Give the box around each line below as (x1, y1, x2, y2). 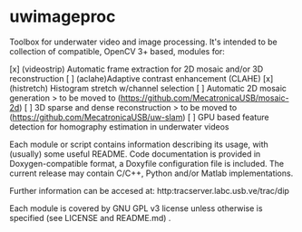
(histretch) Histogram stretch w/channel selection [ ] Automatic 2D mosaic (9, 82, 287, 93)
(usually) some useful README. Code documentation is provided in (9, 148, 261, 159)
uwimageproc (9, 6, 116, 27)
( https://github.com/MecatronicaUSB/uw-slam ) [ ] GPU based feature (9, 111, 269, 122)
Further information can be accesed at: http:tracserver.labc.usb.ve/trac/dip (9, 185, 290, 196)
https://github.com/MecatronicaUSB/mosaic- (121, 92, 289, 103)
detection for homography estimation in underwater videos (9, 121, 229, 132)
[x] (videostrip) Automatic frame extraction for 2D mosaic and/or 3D (9, 63, 264, 74)
